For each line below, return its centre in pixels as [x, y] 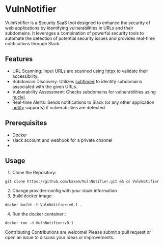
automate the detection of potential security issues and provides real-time [80, 38]
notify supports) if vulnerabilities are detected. [59, 107]
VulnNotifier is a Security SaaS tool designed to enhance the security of [78, 23]
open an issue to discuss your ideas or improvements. [60, 238]
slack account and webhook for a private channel [62, 140]
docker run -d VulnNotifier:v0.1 [39, 223]
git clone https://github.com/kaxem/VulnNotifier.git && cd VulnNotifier [82, 182]
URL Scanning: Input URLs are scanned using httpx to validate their [80, 71]
